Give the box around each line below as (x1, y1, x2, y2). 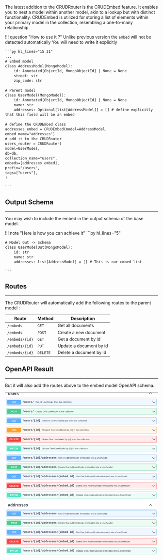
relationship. (5, 25, 30, 31)
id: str (14, 250, 29, 255)
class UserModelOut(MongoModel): (5, 245, 73, 250)
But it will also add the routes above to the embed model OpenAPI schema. (5, 383, 155, 388)
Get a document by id (57, 336, 101, 342)
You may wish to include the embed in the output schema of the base (5, 215, 144, 221)
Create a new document (57, 329, 106, 335)
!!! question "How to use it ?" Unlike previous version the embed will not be (5, 34, 151, 40)
